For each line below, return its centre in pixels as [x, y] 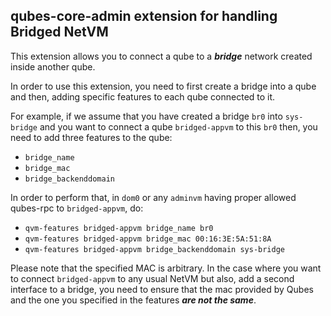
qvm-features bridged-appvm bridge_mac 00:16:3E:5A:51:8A [148, 239]
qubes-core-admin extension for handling [144, 16]
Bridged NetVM [59, 32]
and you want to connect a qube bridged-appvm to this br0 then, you [178, 126]
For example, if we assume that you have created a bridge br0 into [146, 116]
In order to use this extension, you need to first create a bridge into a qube [163, 86]
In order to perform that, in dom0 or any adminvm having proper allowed [153, 197]
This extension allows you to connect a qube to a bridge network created [161, 56]
